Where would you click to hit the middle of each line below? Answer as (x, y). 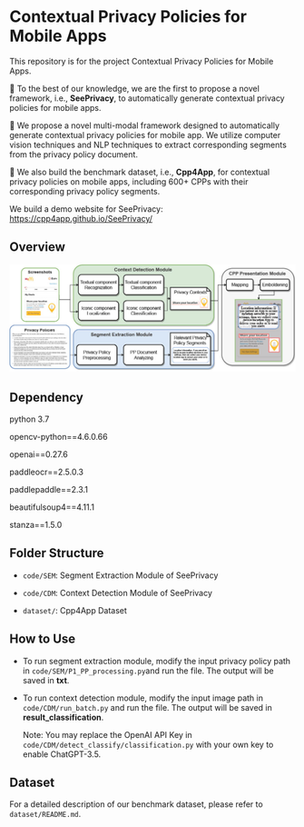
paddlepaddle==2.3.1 (49, 490)
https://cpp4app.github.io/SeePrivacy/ (81, 218)
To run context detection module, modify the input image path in (142, 698)
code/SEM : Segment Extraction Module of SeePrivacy (120, 575)
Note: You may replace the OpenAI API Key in (107, 734)
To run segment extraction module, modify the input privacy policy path (157, 661)
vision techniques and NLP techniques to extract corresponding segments (148, 144)
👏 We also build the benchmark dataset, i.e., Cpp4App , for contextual (140, 172)
